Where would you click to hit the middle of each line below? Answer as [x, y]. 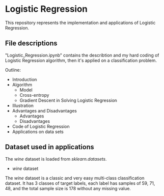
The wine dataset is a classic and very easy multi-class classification [75, 178]
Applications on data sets [38, 132]
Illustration [23, 105]
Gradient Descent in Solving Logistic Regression [68, 100]
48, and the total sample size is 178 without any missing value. [68, 188]
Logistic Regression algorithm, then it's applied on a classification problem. [81, 60]
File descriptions [31, 43]
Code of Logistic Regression [41, 126]
